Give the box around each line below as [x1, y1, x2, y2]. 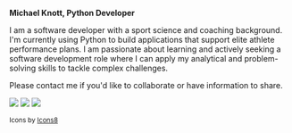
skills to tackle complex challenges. [38, 62, 168, 73]
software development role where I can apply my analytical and [9, 54, 243, 63]
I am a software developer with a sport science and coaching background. [9, 25, 283, 35]
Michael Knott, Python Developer [9, 8, 136, 18]
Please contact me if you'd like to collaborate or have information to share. [9, 80, 283, 90]
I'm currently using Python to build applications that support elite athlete [9, 35, 275, 45]
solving [9, 62, 37, 73]
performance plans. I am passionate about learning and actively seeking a [9, 44, 281, 54]
